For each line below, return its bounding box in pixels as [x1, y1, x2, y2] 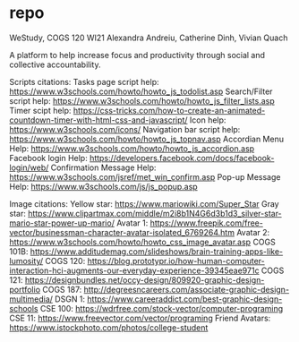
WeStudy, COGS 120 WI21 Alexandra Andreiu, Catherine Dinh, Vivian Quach [9, 32, 288, 43]
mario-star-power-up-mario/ [9, 218, 115, 228]
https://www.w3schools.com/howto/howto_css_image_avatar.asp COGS [9, 236, 276, 247]
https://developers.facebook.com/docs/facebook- [89, 152, 275, 163]
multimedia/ [9, 294, 54, 304]
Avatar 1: [115, 218, 149, 228]
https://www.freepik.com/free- [149, 218, 264, 228]
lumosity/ [9, 255, 44, 266]
